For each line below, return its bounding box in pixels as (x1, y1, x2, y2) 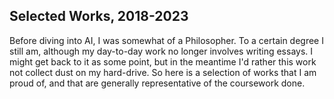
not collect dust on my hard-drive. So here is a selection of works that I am (9, 66, 317, 78)
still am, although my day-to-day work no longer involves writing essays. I (9, 45, 314, 57)
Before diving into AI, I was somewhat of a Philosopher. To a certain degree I (9, 34, 324, 46)
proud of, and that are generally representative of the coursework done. (9, 77, 306, 89)
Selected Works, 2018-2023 (9, 8, 189, 25)
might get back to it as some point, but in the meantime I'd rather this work (9, 55, 317, 68)
